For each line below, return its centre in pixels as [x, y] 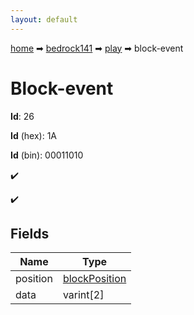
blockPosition [94, 279]
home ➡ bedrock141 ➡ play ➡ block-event [97, 48]
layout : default [44, 19]
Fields [30, 233]
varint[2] [83, 295]
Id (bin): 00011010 [47, 155]
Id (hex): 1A [34, 135]
